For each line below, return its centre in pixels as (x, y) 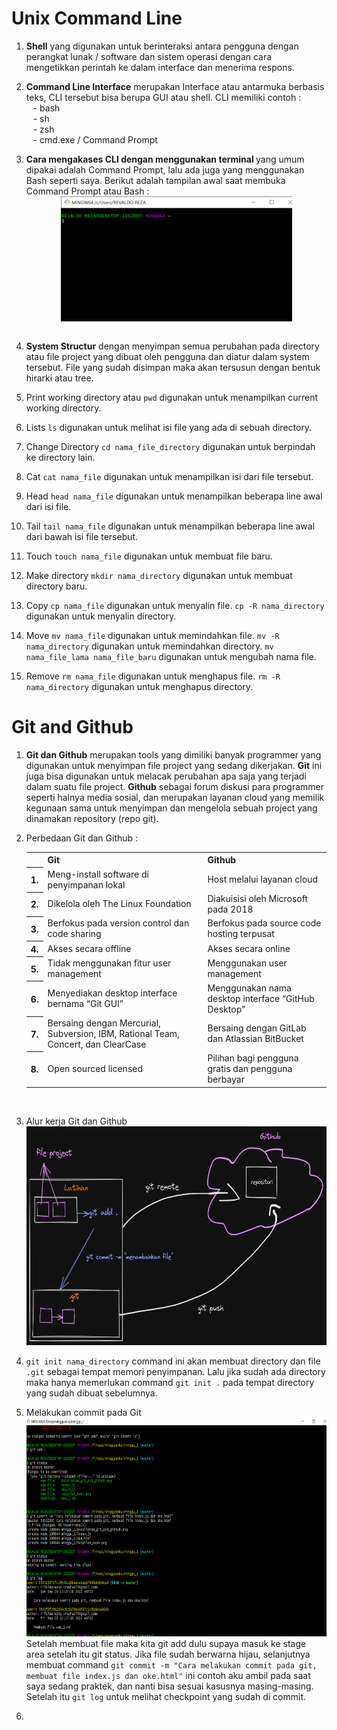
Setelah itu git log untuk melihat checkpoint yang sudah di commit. (166, 1696)
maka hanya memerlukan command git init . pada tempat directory (170, 1382)
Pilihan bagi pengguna (253, 1058)
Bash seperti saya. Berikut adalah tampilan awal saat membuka (155, 180)
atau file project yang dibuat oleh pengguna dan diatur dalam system (167, 356)
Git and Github (72, 727)
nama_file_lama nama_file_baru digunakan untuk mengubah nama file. (171, 656)
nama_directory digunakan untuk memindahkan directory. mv (149, 646)
